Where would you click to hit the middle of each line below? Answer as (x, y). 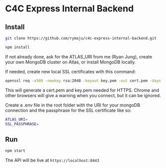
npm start (15, 151)
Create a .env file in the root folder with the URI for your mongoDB (73, 105)
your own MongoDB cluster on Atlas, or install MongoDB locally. (71, 62)
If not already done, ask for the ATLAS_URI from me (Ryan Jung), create (79, 56)
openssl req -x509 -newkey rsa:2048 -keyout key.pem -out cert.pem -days (83, 81)
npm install (17, 47)
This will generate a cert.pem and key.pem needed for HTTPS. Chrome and (82, 90)
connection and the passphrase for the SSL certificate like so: (68, 110)
